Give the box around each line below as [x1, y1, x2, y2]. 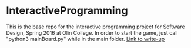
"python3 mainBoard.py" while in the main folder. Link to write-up [6, 35, 165, 42]
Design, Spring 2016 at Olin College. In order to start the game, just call [6, 29, 178, 36]
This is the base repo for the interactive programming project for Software [6, 23, 185, 30]
